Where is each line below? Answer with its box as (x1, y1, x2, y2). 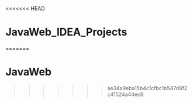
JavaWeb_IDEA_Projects (5, 26, 127, 39)
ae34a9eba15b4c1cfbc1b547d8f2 (107, 84, 188, 91)
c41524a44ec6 (107, 91, 144, 98)
